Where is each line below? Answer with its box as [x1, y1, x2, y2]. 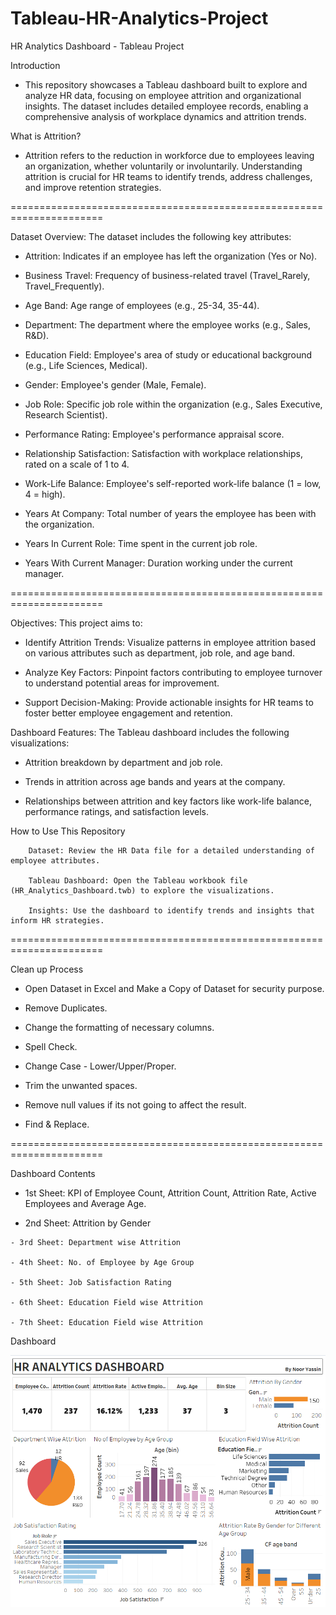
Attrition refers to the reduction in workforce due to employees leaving [24, 149, 315, 161]
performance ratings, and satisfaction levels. [24, 805, 209, 817]
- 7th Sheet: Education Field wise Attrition [10, 1317, 203, 1327]
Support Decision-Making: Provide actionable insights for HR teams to [24, 696, 314, 708]
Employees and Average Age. [24, 1197, 147, 1209]
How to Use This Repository [10, 825, 126, 837]
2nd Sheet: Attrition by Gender [24, 1217, 152, 1229]
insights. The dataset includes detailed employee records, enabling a [24, 100, 309, 112]
